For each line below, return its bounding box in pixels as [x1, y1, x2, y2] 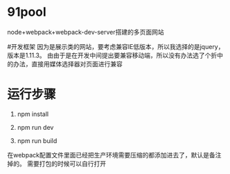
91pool [7, 4, 46, 20]
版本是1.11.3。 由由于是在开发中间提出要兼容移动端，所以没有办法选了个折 [7, 51, 218, 59]
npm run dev [17, 123, 54, 131]
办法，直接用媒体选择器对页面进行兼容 [12, 59, 123, 68]
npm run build [17, 136, 57, 145]
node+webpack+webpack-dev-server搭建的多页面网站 [7, 28, 164, 36]
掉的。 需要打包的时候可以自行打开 [7, 159, 106, 168]
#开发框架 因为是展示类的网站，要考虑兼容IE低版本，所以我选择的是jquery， [7, 42, 224, 50]
